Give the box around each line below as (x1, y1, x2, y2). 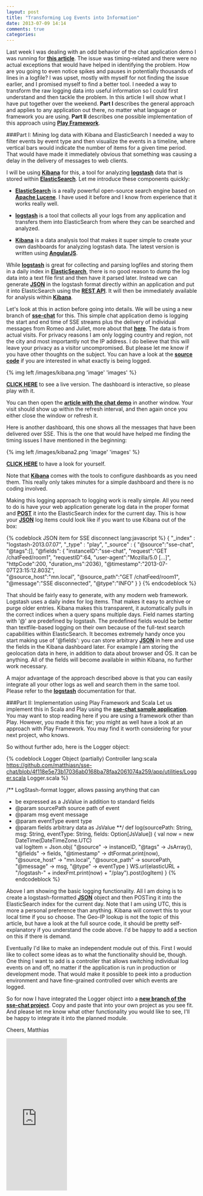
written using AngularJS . (15, 250, 78, 257)
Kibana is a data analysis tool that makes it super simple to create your (15, 237, 192, 244)
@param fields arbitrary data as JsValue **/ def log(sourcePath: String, (15, 824, 193, 831)
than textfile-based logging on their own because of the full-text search (6, 624, 185, 631)
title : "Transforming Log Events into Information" (6, 15, 139, 21)
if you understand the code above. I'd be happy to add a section (37, 926, 198, 934)
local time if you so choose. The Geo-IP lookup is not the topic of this (6, 914, 179, 921)
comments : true (6, 26, 45, 32)
